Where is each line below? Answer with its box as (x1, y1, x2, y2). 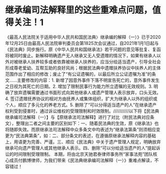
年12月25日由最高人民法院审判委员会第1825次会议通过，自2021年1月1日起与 (5, 40, 159, 46)
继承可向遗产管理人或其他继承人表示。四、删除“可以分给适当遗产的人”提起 (5, 145, 157, 151)
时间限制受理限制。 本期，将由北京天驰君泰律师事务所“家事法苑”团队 (13, 151, 153, 157)
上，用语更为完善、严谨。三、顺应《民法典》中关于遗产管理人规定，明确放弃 (5, 139, 161, 144)
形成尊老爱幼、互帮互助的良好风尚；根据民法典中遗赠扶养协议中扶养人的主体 (5, 65, 161, 70)
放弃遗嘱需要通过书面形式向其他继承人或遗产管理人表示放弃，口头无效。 (13, 89, 161, 95)
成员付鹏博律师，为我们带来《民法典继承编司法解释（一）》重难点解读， (9, 157, 155, 163)
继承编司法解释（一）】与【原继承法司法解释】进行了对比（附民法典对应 (5, 114, 150, 120)
